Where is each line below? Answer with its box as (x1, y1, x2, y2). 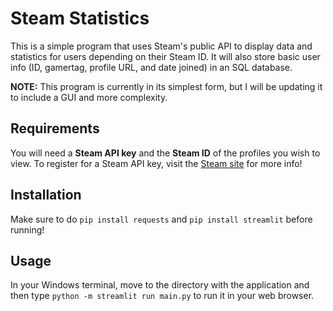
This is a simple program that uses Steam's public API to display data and (10, 40, 313, 52)
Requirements (10, 120, 100, 137)
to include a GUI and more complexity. (10, 91, 168, 103)
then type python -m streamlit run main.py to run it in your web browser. (10, 290, 315, 302)
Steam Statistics (10, 7, 150, 30)
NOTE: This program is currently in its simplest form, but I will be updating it (10, 80, 323, 92)
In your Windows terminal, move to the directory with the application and (10, 279, 310, 291)
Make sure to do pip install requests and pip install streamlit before (10, 213, 313, 225)
